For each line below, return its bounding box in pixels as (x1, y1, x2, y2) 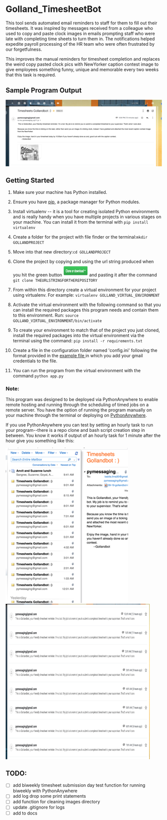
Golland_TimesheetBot (5, 3, 102, 15)
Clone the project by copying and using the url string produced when (12, 258, 154, 264)
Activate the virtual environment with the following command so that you (12, 302, 161, 308)
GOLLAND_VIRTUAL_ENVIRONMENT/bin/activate (12, 319, 102, 324)
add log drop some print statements (12, 793, 86, 799)
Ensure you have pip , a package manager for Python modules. (12, 199, 140, 205)
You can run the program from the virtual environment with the (12, 368, 141, 374)
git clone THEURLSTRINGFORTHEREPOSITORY (12, 278, 98, 283)
